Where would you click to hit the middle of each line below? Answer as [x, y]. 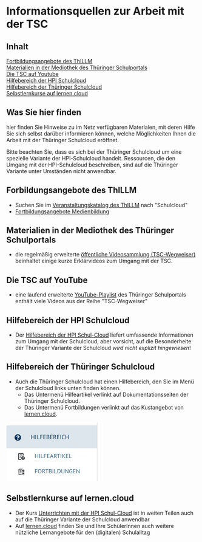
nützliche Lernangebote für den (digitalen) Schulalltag [82, 532]
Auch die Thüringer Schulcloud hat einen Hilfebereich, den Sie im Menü [105, 382]
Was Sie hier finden [44, 113]
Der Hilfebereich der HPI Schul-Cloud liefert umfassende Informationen [104, 335]
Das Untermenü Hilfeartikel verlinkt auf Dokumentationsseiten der [106, 394]
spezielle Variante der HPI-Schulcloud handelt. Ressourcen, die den [91, 158]
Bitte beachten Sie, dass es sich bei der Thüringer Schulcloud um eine [94, 152]
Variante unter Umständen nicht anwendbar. [62, 171]
